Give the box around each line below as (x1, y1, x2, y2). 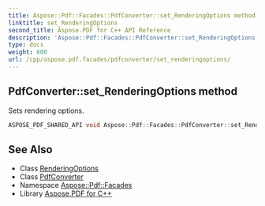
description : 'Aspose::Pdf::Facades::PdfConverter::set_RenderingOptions (8, 33, 256, 42)
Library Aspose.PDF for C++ (19, 189, 113, 198)
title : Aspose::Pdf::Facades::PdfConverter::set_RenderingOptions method (8, 11, 256, 20)
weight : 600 (8, 48, 47, 56)
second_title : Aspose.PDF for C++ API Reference (8, 26, 171, 34)
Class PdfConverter (19, 172, 84, 182)
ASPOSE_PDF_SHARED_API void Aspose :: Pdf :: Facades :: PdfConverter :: (8, 121, 231, 129)
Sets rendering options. (8, 106, 84, 115)
